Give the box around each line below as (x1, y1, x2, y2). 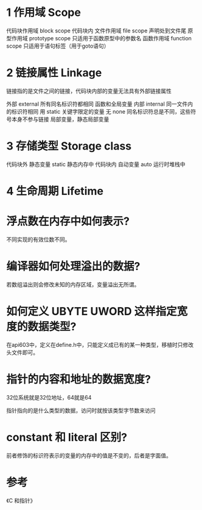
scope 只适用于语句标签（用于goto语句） (6, 42, 110, 49)
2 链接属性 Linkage (6, 66, 102, 80)
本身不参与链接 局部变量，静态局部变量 (11, 115, 110, 123)
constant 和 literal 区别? (6, 430, 128, 444)
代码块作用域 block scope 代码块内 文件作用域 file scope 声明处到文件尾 (6, 27, 187, 34)
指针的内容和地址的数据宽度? (6, 373, 151, 386)
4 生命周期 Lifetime (6, 184, 103, 198)
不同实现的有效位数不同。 (6, 236, 71, 243)
